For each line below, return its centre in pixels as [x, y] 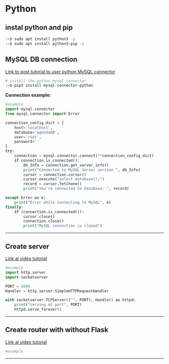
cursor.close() [39, 217]
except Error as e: [26, 198]
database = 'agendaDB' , [37, 132]
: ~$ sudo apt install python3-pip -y [45, 43]
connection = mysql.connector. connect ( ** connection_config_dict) [84, 156]
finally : [14, 207]
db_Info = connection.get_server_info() [66, 165]
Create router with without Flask [57, 330]
